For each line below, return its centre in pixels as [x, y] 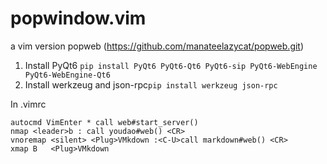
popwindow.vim [78, 18]
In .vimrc [28, 104]
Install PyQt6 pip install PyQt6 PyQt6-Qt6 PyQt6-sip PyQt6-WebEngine [171, 65]
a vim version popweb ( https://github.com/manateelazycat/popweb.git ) [157, 46]
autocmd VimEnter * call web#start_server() [104, 122]
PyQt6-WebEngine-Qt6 [67, 75]
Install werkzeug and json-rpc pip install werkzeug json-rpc [151, 84]
